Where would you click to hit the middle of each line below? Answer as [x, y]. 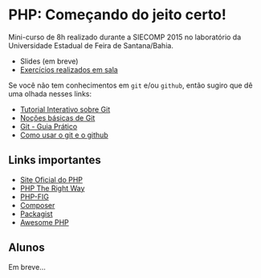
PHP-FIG [35, 196]
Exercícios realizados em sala [69, 69]
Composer [37, 205]
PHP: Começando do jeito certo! [117, 15]
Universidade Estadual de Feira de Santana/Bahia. [91, 45]
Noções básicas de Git [57, 117]
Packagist [37, 214]
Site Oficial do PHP [51, 179]
